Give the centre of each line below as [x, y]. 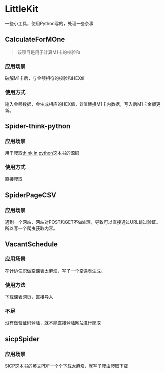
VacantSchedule [32, 244]
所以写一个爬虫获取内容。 [31, 228]
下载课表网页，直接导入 [29, 297]
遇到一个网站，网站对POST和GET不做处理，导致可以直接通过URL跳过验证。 [83, 222]
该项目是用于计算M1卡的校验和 [49, 52]
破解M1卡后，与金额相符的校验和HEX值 [45, 78]
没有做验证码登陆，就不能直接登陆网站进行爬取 [53, 323]
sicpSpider [22, 339]
